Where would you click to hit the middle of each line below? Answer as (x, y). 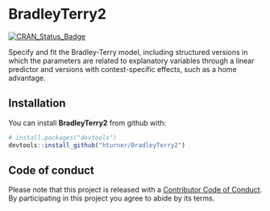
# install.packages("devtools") (62, 137)
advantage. (27, 78)
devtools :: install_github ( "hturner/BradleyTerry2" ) (97, 145)
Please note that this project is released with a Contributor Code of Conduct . (135, 190)
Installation (37, 103)
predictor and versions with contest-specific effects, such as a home (123, 69)
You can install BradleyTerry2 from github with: (87, 123)
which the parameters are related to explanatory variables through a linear (131, 61)
